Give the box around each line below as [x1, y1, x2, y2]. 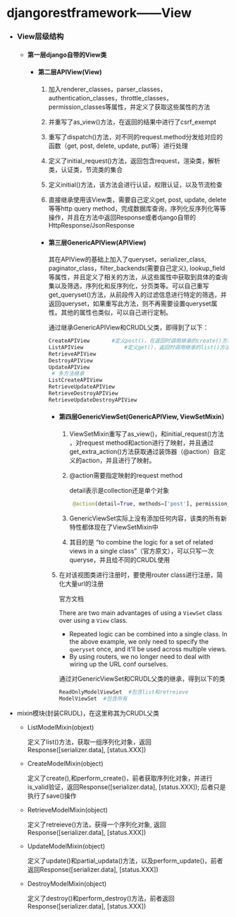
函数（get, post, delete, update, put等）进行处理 [48, 141, 188, 150]
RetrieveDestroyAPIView [48, 390, 118, 397]
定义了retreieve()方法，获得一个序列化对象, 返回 [27, 820, 166, 829]
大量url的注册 [65, 579, 104, 588]
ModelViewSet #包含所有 [58, 695, 128, 702]
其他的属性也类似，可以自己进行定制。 [61, 308, 173, 317]
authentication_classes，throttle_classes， [48, 93, 173, 102]
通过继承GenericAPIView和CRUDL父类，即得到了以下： [48, 323, 209, 332]
